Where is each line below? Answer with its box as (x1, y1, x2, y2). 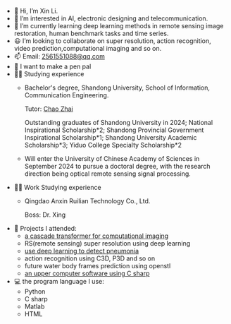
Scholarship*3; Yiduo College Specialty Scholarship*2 (24, 141, 182, 149)
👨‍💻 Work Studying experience (13, 184, 101, 191)
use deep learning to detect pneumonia (24, 247, 139, 255)
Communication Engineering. (24, 91, 109, 99)
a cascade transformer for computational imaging (24, 232, 169, 240)
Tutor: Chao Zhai (24, 104, 74, 113)
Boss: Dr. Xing (24, 210, 66, 219)
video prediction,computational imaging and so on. (13, 44, 162, 52)
